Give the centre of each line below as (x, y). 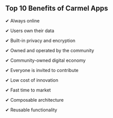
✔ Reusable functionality (31, 110)
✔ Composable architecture (35, 100)
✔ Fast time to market (28, 90)
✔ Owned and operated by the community (50, 50)
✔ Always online (22, 20)
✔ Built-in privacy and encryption (40, 40)
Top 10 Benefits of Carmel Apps (57, 8)
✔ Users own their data (30, 31)
